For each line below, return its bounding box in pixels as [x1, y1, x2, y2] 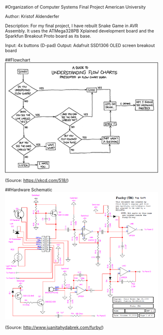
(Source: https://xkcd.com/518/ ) [5, 177, 69, 183]
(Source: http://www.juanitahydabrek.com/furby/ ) [5, 324, 104, 330]
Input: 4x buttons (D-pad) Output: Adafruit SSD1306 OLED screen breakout [5, 43, 155, 48]
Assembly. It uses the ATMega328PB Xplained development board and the [5, 28, 154, 33]
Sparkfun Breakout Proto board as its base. [5, 33, 91, 39]
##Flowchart [5, 57, 31, 62]
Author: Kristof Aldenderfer [5, 14, 60, 19]
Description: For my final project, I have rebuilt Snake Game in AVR [5, 23, 138, 29]
